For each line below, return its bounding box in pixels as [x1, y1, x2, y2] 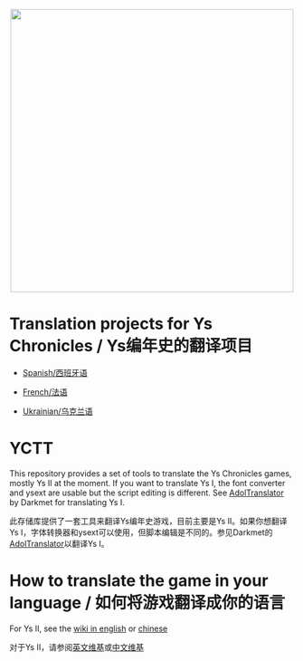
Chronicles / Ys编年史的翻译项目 [9, 336, 253, 357]
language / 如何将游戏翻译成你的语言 [9, 593, 286, 613]
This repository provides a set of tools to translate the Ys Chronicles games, [9, 467, 292, 479]
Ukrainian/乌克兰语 [22, 406, 93, 417]
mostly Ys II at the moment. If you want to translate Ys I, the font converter [9, 477, 286, 488]
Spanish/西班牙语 [22, 367, 88, 378]
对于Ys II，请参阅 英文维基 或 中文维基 [9, 641, 145, 652]
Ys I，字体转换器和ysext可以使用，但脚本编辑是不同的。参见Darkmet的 [9, 526, 273, 538]
